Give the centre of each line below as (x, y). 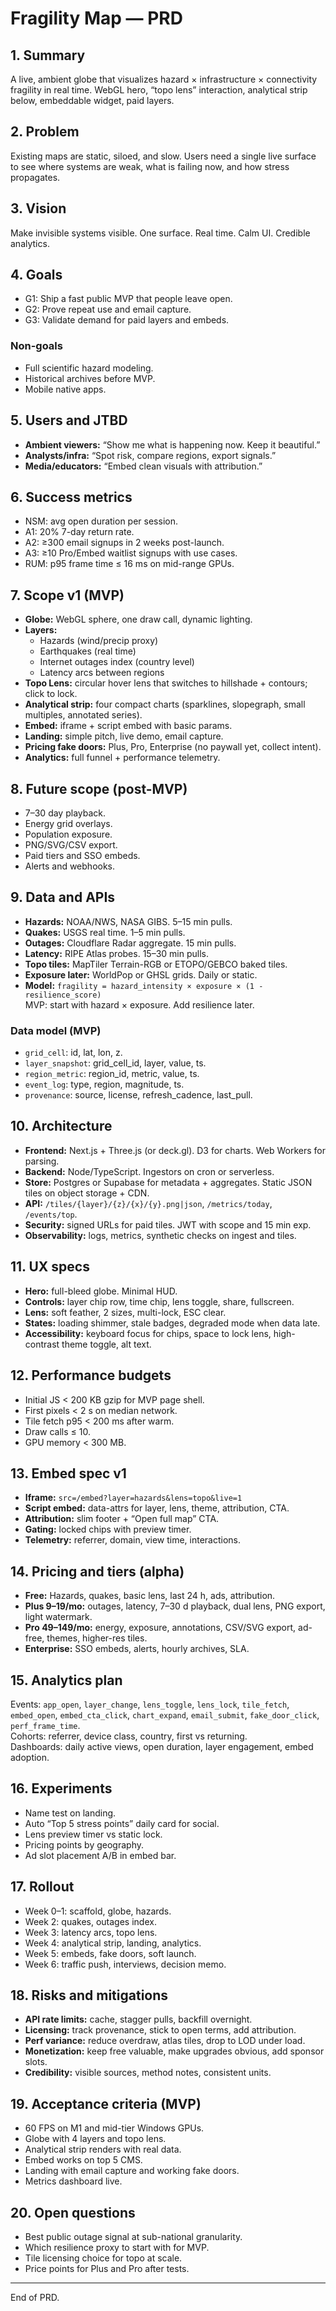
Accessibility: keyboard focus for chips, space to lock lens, (148, 1333)
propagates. (35, 177)
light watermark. (58, 1617)
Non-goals (36, 346)
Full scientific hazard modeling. (89, 368)
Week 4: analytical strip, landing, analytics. (113, 1943)
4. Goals (36, 275)
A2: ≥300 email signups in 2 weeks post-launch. (124, 543)
